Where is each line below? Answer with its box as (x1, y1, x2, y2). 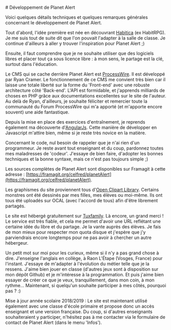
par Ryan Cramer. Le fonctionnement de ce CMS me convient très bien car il (5, 77, 166, 82)
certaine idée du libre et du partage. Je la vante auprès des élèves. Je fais (5, 224, 161, 229)
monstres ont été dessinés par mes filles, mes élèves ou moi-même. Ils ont (5, 192, 163, 198)
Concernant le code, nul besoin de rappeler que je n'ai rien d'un (5, 140, 140, 146)
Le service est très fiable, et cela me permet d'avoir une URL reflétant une (5, 218, 161, 224)
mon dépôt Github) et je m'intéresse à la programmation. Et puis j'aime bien (5, 272, 164, 277)
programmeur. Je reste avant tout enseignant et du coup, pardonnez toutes (5, 145, 164, 151)
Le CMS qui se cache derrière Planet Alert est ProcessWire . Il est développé (5, 71, 165, 77)
